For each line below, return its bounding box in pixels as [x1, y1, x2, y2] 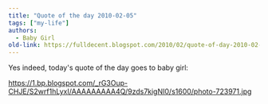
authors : [8, 26, 37, 34]
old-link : [8, 41, 41, 49]
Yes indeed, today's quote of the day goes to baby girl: [8, 63, 189, 72]
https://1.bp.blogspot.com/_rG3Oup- [8, 79, 128, 88]
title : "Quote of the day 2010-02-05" [8, 11, 137, 20]
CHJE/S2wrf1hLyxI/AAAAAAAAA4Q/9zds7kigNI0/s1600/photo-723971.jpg [8, 87, 252, 96]
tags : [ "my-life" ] [8, 19, 69, 27]
